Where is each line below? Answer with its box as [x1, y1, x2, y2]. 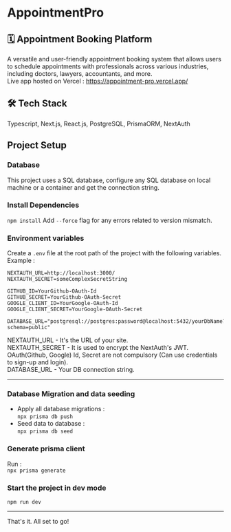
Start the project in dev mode [7, 483, 107, 493]
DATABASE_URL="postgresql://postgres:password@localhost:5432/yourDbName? [7, 318, 226, 325]
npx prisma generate [7, 467, 67, 474]
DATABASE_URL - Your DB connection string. [7, 366, 135, 374]
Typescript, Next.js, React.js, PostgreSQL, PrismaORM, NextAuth [7, 119, 190, 128]
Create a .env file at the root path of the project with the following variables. [7, 249, 222, 257]
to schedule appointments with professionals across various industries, [7, 62, 209, 70]
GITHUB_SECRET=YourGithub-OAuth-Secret [7, 294, 122, 301]
